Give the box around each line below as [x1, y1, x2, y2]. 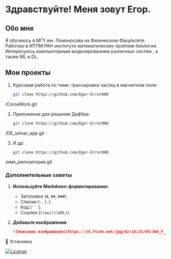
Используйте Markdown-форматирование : [12, 183, 109, 189]
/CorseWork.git [5, 101, 37, 107]
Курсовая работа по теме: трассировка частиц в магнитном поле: [12, 82, 158, 88]
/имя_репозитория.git [5, 159, 52, 165]
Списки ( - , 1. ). [20, 198, 52, 204]
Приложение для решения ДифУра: [12, 111, 90, 117]
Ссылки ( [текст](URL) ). [20, 209, 71, 215]
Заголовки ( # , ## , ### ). [20, 193, 68, 199]
